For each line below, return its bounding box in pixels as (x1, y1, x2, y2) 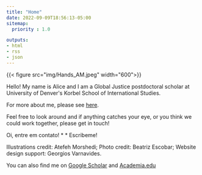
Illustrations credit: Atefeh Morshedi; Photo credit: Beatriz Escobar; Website (6, 143, 197, 151)
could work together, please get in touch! (6, 119, 110, 127)
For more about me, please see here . (6, 101, 99, 108)
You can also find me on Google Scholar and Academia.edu (6, 162, 156, 169)
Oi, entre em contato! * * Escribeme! (6, 131, 98, 138)
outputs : (6, 37, 29, 43)
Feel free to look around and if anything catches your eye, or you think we (6, 113, 192, 120)
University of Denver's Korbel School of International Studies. (6, 89, 161, 97)
